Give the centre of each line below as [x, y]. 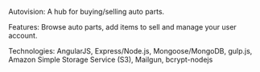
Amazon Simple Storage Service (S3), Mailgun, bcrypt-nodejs [111, 60]
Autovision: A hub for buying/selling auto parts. [87, 12]
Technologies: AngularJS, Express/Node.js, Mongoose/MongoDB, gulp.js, [130, 51]
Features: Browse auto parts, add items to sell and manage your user [123, 27]
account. [23, 36]
